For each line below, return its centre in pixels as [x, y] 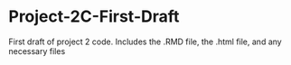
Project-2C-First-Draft [94, 17]
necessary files [37, 51]
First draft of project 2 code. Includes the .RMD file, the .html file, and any [145, 42]
